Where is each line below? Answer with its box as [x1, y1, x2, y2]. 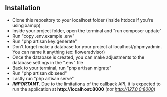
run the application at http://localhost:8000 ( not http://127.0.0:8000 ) [12, 86, 156, 92]
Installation [5, 4, 41, 12]
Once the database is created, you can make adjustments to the [12, 54, 145, 60]
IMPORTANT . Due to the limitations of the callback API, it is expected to [12, 81, 161, 87]
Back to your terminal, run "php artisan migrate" [12, 65, 112, 71]
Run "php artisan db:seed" [12, 70, 67, 76]
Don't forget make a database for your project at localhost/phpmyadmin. [12, 43, 162, 49]
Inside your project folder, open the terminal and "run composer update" [12, 27, 162, 34]
